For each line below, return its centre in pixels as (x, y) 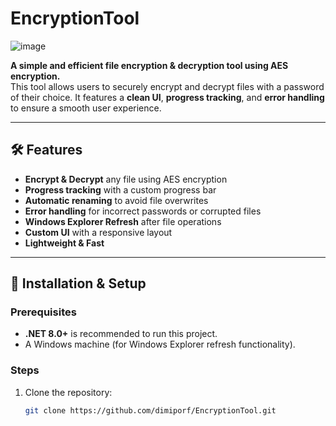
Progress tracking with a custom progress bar (120, 189)
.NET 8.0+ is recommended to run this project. (121, 334)
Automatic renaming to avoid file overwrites (116, 200)
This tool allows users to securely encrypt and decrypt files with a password (167, 86)
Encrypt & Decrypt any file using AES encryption (126, 179)
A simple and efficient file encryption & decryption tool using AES (149, 65)
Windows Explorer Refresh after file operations (123, 221)
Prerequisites (43, 312)
